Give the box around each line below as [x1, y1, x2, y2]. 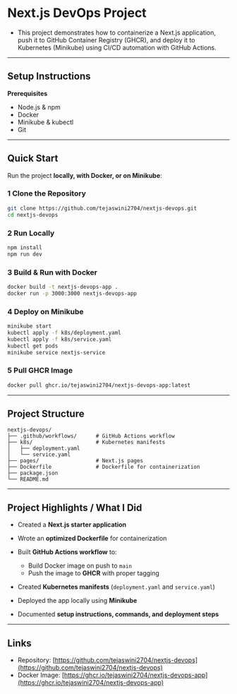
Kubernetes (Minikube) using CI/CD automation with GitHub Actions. [17, 43, 217, 52]
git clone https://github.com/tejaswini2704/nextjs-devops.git [7, 205, 197, 212]
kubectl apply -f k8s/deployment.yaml [7, 329, 121, 336]
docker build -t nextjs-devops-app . [7, 283, 119, 290]
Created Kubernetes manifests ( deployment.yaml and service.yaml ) [17, 582, 215, 591]
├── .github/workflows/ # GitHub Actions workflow [7, 433, 175, 440]
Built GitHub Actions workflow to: [17, 548, 118, 556]
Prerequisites [7, 89, 48, 97]
